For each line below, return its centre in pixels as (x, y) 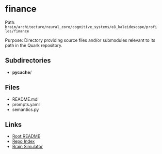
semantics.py (25, 109)
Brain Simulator (27, 147)
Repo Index (23, 141)
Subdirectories (28, 61)
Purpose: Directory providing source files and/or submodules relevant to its (80, 40)
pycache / (22, 72)
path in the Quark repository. (34, 45)
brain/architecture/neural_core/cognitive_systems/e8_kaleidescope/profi (81, 27)
